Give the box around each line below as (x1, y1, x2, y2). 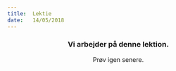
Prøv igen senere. (92, 55, 144, 63)
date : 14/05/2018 (7, 17, 65, 24)
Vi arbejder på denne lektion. (68, 40, 169, 49)
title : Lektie (7, 10, 52, 17)
